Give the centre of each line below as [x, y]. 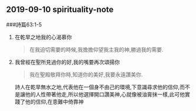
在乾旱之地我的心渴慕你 [43, 37]
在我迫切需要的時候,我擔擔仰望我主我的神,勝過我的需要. [96, 49]
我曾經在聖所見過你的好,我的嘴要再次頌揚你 [67, 62]
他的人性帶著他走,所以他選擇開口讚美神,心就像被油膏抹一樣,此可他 [105, 94]
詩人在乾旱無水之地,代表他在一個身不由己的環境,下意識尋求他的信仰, [97, 87]
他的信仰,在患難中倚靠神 [54, 102]
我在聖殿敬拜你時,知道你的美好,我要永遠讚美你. [86, 74]
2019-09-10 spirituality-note [60, 10]
